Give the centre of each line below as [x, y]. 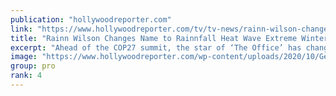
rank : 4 [26, 76]
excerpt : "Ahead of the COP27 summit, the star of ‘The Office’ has [156, 47]
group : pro [33, 66]
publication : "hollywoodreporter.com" [91, 19]
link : [21, 29]
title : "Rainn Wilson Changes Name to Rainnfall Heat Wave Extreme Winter [169, 38]
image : [24, 57]
